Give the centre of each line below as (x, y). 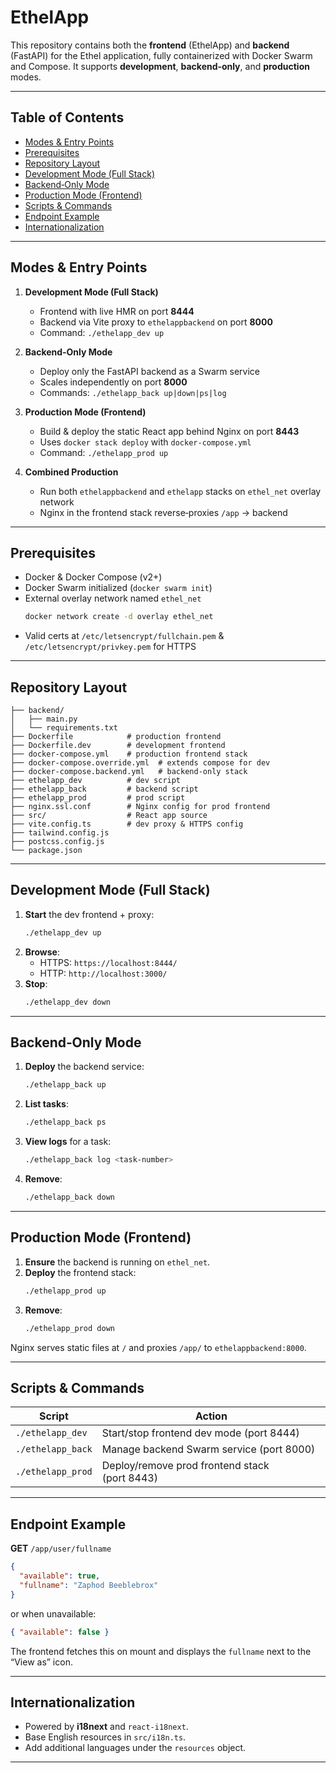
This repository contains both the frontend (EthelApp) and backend (150, 45)
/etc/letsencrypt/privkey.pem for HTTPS (110, 647)
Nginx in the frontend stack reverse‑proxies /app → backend (163, 512)
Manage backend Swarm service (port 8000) (208, 1449)
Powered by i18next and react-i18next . (106, 1727)
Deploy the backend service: (84, 1067)
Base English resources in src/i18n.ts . (105, 1737)
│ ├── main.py (44, 719)
